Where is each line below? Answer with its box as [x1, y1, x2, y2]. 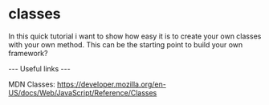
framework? [8, 48, 48, 58]
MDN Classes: [8, 79, 56, 89]
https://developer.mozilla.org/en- [57, 79, 166, 89]
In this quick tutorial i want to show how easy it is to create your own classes [8, 31, 262, 41]
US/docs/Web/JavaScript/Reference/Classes [8, 87, 157, 97]
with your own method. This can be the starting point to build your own [8, 39, 243, 49]
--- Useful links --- [8, 63, 71, 73]
